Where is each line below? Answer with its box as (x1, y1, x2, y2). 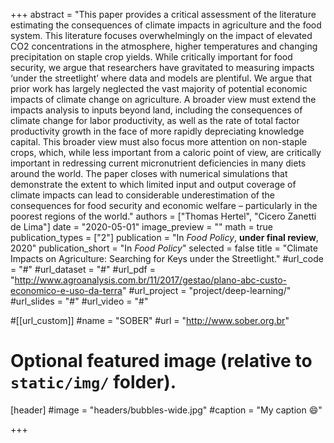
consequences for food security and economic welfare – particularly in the (10, 200, 318, 211)
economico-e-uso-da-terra (10, 285, 123, 296)
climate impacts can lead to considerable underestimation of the (10, 189, 275, 201)
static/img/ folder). (10, 371, 177, 394)
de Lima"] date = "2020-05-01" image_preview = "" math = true (10, 221, 273, 233)
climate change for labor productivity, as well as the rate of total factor (10, 115, 300, 126)
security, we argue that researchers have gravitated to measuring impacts (10, 62, 315, 73)
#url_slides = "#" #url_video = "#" (10, 295, 149, 307)
